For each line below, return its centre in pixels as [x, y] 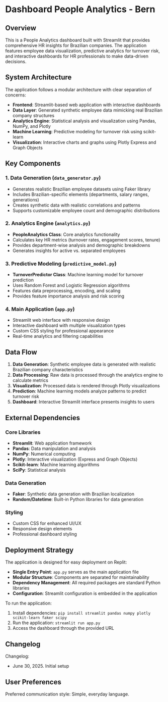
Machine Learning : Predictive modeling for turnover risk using [77, 131]
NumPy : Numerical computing [44, 454]
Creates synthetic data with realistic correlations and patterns [76, 205]
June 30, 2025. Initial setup [41, 666]
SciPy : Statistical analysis [39, 470]
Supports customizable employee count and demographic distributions [86, 210]
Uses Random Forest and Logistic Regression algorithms [71, 285]
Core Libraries [23, 432]
